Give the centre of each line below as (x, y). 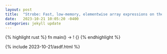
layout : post (19, 10)
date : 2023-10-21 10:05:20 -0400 (42, 19)
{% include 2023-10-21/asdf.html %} (43, 47)
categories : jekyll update (33, 23)
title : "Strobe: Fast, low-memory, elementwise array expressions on (80, 14)
